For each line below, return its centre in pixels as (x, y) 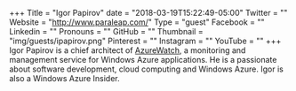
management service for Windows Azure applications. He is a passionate (143, 60)
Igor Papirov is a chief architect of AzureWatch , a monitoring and (128, 50)
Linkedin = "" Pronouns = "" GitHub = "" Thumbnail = (106, 31)
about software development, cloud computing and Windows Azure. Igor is (147, 69)
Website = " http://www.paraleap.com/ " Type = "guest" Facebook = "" (137, 22)
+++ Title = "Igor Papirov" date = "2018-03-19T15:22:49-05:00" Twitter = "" (148, 13)
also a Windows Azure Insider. (64, 78)
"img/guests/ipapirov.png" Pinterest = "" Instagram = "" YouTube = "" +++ (145, 41)
